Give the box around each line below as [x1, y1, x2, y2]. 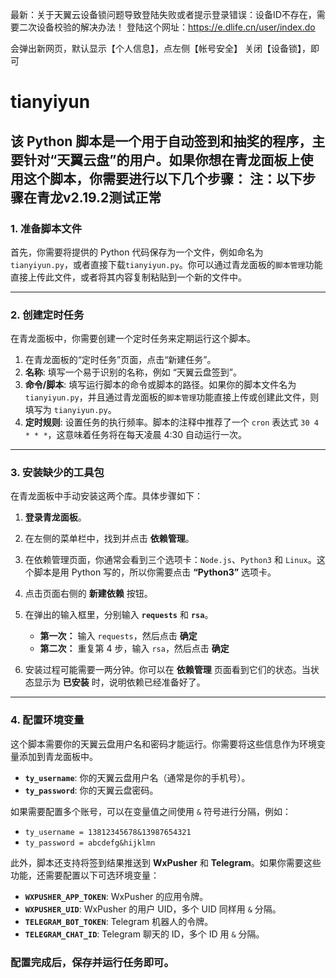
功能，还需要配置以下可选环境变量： [10, 869, 160, 881]
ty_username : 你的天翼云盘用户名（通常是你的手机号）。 [24, 771, 251, 783]
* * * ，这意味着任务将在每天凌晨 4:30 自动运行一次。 [24, 429, 248, 441]
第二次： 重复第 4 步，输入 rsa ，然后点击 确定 [39, 643, 230, 655]
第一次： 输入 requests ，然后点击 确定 [39, 630, 198, 642]
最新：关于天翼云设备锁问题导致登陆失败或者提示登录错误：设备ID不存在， [10, 9, 317, 20]
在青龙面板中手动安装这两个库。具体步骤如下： [10, 490, 203, 502]
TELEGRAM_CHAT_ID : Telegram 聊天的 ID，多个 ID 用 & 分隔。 [24, 928, 265, 940]
